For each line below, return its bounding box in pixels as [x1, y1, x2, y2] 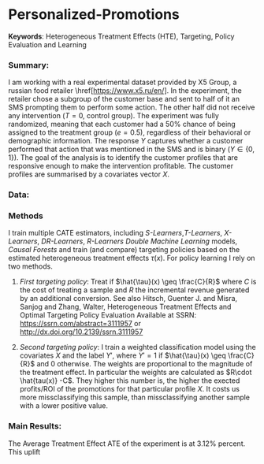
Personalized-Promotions [8, 6, 180, 24]
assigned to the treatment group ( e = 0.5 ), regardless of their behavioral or [8, 128, 251, 137]
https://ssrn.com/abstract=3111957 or [19, 319, 142, 329]
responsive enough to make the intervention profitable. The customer [8, 161, 234, 171]
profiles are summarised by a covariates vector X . [8, 169, 170, 179]
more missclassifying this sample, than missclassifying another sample [19, 392, 251, 403]
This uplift [8, 447, 41, 456]
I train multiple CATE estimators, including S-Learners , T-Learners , [8, 228, 223, 238]
